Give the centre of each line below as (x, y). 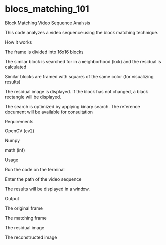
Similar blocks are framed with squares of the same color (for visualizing (79, 76)
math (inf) (15, 150)
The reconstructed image (31, 237)
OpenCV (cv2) (20, 131)
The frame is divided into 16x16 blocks (44, 52)
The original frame (24, 208)
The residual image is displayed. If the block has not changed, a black (77, 91)
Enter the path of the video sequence (43, 179)
